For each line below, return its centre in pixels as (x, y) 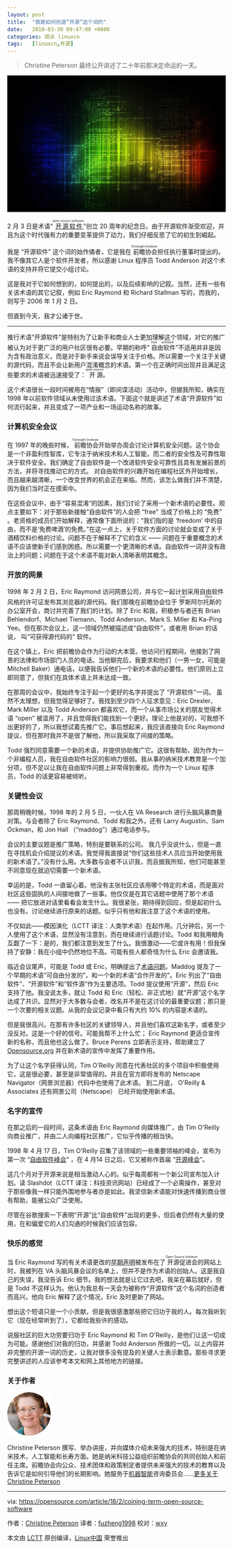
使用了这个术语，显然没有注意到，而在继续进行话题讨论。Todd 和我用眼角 (118, 935)
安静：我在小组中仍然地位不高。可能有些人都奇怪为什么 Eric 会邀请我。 (121, 952)
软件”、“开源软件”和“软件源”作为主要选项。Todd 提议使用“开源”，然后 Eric (113, 984)
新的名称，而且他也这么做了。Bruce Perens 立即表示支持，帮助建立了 (106, 1042)
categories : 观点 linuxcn (43, 37)
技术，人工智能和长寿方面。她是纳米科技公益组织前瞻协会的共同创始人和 (116, 1456)
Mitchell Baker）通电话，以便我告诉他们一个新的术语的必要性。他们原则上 (113, 669)
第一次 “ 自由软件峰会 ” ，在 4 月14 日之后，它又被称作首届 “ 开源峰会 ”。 (108, 1160)
